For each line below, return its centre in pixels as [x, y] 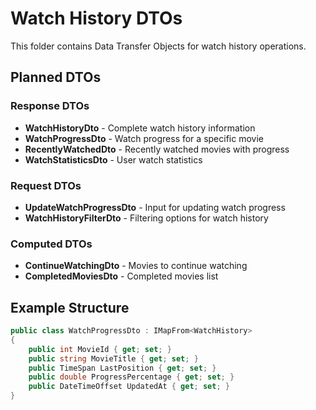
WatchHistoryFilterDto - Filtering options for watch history [146, 218]
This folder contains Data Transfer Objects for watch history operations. [158, 46]
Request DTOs [46, 185]
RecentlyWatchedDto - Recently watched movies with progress [157, 149]
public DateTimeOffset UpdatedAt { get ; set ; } [129, 387]
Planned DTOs [56, 77]
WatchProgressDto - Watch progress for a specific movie [144, 138]
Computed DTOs [51, 244]
